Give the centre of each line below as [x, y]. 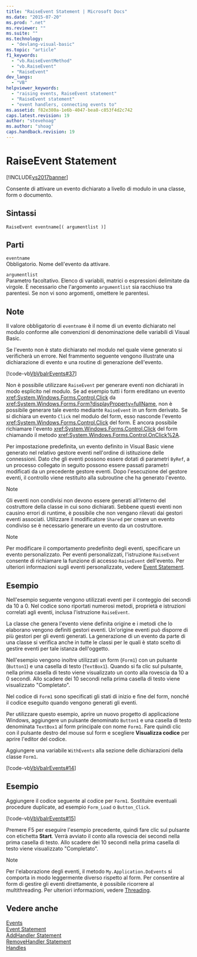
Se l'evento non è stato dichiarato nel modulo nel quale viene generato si [94, 350]
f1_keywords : [22, 55]
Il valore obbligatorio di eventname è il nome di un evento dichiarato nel [91, 326]
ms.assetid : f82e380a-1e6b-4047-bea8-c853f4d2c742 [69, 110]
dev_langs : [19, 77]
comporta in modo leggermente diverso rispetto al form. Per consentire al [95, 878]
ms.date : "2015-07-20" [34, 17]
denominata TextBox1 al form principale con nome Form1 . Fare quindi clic [94, 726]
